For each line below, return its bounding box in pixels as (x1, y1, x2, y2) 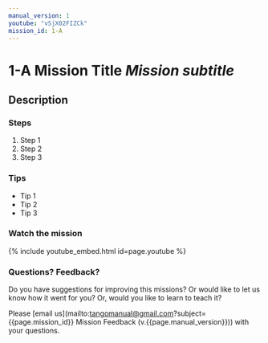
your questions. (8, 326, 60, 336)
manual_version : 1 (8, 11, 70, 20)
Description (8, 93, 68, 107)
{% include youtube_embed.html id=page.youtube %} (8, 246, 187, 255)
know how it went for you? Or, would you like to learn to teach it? (8, 293, 222, 303)
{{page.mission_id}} (8, 317, 75, 327)
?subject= (173, 308, 207, 318)
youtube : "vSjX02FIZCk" (8, 19, 88, 27)
